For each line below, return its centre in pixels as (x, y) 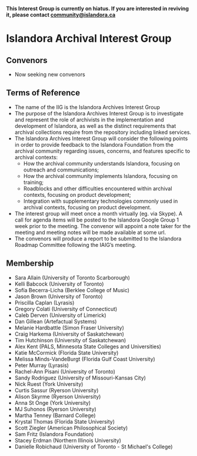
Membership (30, 264)
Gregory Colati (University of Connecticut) (66, 309)
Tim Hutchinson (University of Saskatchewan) (70, 340)
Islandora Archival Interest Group (89, 39)
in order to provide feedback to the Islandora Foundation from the (94, 144)
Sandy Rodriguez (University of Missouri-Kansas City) (80, 378)
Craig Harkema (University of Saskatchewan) (69, 334)
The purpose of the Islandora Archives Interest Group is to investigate (99, 113)
